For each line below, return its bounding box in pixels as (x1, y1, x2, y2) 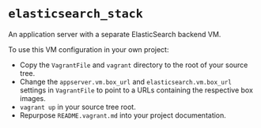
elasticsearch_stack (8, 6, 144, 21)
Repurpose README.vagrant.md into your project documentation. (19, 110, 227, 120)
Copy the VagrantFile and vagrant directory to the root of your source (19, 60, 248, 70)
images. (19, 93, 46, 103)
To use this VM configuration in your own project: (8, 44, 169, 54)
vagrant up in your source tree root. (19, 102, 136, 111)
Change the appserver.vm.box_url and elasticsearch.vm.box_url (19, 77, 232, 86)
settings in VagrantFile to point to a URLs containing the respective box (19, 85, 253, 95)
